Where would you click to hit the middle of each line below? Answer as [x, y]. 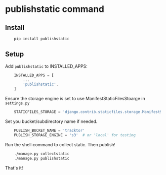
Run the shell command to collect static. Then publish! [60, 144]
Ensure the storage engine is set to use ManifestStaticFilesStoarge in [75, 99]
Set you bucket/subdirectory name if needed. [51, 121]
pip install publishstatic [42, 39]
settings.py [17, 103]
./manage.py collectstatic [42, 154]
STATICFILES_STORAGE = [37, 112]
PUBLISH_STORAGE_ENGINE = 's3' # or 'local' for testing [75, 135]
